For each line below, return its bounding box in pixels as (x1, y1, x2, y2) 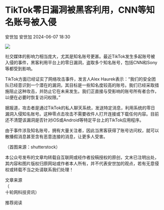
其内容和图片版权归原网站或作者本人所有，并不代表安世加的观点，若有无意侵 (5, 160, 159, 166)
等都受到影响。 (5, 66, 35, 71)
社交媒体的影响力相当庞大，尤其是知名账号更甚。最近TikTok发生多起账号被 (5, 53, 155, 59)
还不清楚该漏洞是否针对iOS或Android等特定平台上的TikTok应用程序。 (5, 117, 144, 123)
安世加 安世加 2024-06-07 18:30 (5, 34, 71, 40)
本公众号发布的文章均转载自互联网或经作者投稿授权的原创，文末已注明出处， (5, 154, 159, 160)
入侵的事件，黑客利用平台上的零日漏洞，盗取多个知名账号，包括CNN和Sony (5, 59, 158, 65)
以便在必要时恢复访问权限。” (5, 94, 61, 100)
